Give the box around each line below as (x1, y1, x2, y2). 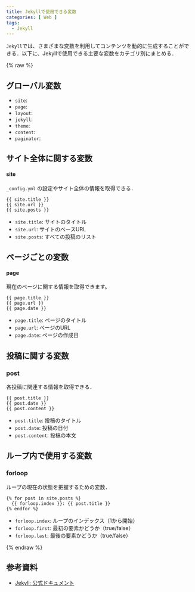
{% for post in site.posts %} (6, 495, 82, 501)
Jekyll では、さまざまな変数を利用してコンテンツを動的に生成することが (6, 42, 184, 49)
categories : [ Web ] (6, 14, 58, 20)
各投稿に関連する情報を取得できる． (6, 383, 95, 390)
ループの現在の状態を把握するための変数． (6, 483, 111, 491)
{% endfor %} (6, 506, 39, 512)
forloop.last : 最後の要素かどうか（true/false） (14, 532, 131, 539)
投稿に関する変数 (6, 351, 69, 361)
